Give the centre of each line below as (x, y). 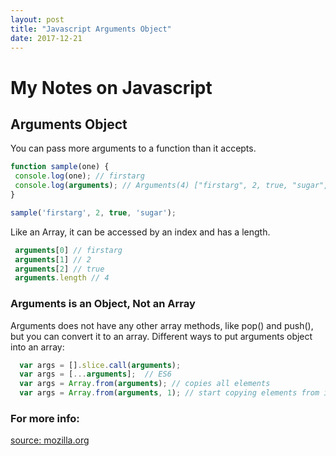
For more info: (45, 418)
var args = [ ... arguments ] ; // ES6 (95, 374)
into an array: (37, 347)
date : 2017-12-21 (46, 38)
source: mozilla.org (50, 440)
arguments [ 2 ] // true (59, 269)
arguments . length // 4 (62, 278)
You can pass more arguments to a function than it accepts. (133, 148)
